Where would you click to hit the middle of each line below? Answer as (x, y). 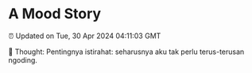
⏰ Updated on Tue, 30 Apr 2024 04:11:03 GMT (85, 36)
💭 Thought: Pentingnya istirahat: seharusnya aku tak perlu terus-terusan (126, 52)
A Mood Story (55, 14)
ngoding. (23, 60)
